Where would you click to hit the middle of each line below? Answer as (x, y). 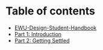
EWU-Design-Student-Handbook (55, 28)
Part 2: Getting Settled (42, 40)
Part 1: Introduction (38, 34)
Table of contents (51, 11)
